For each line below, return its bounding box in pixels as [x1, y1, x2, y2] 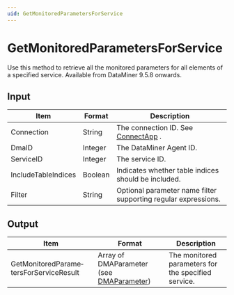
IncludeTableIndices [10, 170, 77, 180]
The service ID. [116, 154, 166, 164]
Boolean [82, 170, 110, 180]
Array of [97, 250, 125, 260]
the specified [168, 268, 212, 278]
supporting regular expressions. [116, 194, 221, 204]
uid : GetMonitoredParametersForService [7, 10, 123, 17]
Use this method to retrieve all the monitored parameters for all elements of [7, 63, 224, 72]
